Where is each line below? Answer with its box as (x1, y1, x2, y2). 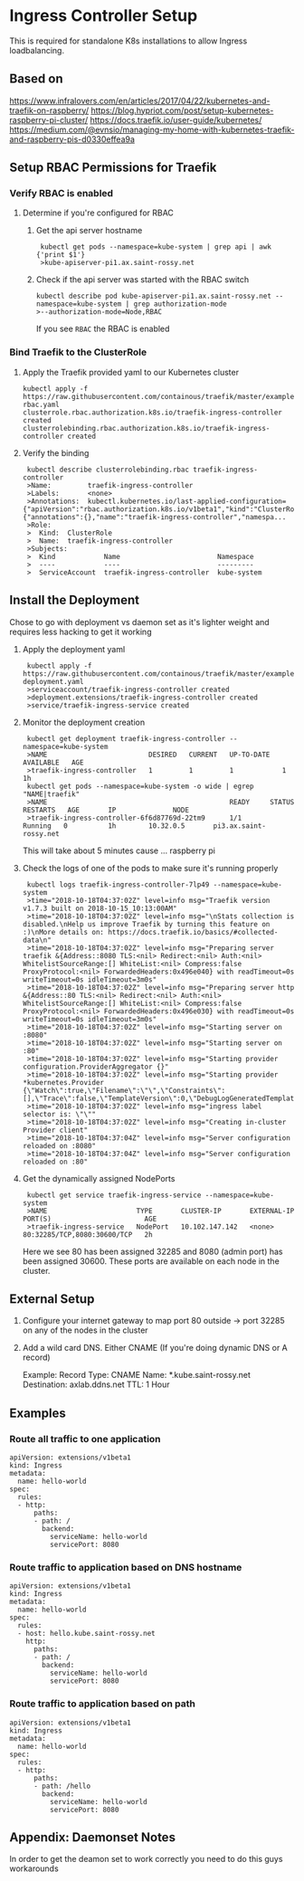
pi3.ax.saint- (213, 821, 267, 831)
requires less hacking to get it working (9, 626, 152, 637)
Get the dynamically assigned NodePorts (22, 1173, 176, 1183)
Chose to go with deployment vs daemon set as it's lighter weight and (9, 616, 270, 627)
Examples (9, 1405, 66, 1420)
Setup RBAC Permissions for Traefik (9, 160, 217, 176)
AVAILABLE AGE (22, 757, 84, 767)
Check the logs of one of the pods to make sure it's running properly (22, 862, 279, 873)
